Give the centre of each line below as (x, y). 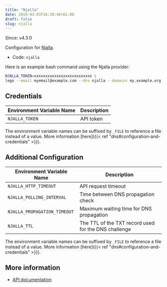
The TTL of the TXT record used (117, 223)
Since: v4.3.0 (19, 38)
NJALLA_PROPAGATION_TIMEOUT (41, 212)
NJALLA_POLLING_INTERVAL (37, 197)
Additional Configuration (44, 157)
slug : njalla (19, 24)
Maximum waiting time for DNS (116, 209)
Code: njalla (26, 57)
